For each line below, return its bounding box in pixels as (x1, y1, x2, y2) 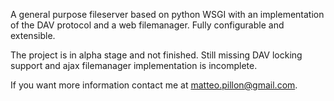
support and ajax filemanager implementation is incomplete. (10, 60, 258, 71)
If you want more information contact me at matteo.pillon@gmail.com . (10, 79, 298, 91)
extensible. (10, 30, 56, 41)
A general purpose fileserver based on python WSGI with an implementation (10, 9, 325, 20)
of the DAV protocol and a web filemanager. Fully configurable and (10, 19, 285, 31)
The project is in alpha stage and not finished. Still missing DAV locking (10, 49, 303, 61)
